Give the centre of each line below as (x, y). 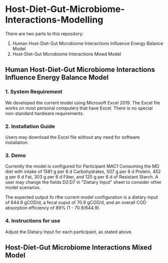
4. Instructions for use (33, 221)
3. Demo (16, 155)
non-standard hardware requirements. (45, 113)
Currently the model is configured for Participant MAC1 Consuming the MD (82, 166)
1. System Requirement (34, 92)
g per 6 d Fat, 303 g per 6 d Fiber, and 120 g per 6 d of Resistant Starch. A (82, 177)
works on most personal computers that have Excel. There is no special (79, 108)
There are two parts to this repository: (44, 33)
